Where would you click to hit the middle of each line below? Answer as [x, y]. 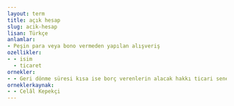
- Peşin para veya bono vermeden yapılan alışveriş [84, 46]
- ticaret [28, 66]
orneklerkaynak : [31, 85]
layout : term [26, 14]
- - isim [20, 59]
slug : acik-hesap [32, 26]
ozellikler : [24, 53]
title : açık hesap [34, 20]
